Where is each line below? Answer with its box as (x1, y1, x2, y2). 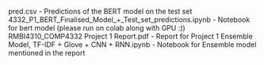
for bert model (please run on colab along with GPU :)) (8, 23, 186, 32)
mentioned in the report (8, 49, 86, 57)
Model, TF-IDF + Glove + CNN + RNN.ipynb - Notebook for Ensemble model (8, 40, 257, 49)
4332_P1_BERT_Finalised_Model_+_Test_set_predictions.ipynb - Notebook (8, 15, 251, 24)
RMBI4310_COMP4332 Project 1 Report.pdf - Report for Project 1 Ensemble (8, 31, 254, 41)
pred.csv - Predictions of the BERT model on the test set (8, 7, 193, 16)
